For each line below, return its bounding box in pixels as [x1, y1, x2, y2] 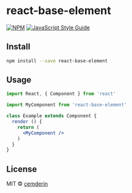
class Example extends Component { [6, 113, 97, 119]
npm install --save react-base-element [6, 57, 108, 64]
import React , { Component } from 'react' [6, 91, 116, 97]
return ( [17, 124, 40, 130]
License [6, 164, 37, 174]
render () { [12, 118, 43, 125]
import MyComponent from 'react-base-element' [6, 102, 127, 108]
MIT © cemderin [6, 180, 48, 188]
